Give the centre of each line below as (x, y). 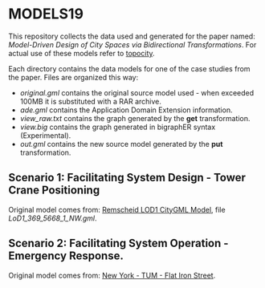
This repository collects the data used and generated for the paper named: (132, 36)
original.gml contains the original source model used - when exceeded (137, 92)
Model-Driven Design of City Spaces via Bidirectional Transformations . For (132, 44)
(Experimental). (45, 135)
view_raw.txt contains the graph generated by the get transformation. (135, 118)
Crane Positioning (54, 191)
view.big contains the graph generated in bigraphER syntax (118, 127)
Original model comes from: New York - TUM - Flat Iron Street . (112, 275)
